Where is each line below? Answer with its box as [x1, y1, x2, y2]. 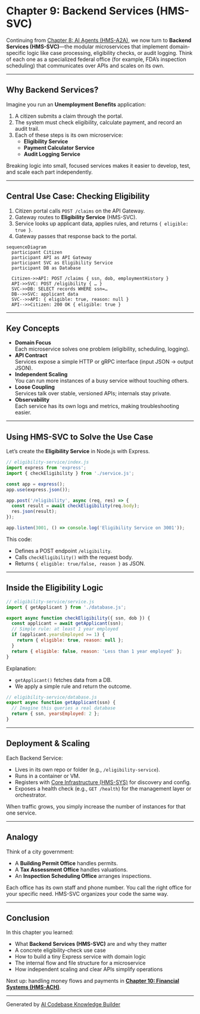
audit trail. [14, 125, 40, 132]
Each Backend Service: [6, 754, 63, 761]
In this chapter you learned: [6, 929, 74, 936]
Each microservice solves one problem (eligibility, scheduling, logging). [14, 345, 190, 353]
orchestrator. [14, 791, 47, 798]
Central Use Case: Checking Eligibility [6, 191, 150, 201]
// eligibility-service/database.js [6, 694, 97, 700]
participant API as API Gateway [11, 254, 92, 260]
